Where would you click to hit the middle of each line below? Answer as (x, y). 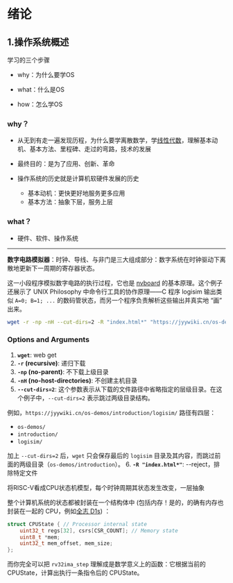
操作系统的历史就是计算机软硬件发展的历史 (78, 178)
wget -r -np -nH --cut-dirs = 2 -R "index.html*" (77, 322)
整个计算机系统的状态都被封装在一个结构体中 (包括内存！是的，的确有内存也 (115, 502)
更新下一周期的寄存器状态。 (59, 268)
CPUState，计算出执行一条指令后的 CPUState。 (75, 573)
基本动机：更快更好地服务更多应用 (76, 193)
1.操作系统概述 (38, 42)
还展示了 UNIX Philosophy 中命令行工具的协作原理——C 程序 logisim (105, 291)
